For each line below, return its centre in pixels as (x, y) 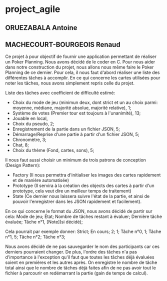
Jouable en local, (30, 118)
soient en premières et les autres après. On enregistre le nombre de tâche (81, 262)
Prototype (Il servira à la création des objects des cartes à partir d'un (83, 185)
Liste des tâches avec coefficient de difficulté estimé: (60, 93)
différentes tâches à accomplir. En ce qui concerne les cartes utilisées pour (83, 78)
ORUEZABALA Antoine (41, 28)
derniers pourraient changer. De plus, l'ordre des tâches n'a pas (71, 252)
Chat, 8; (20, 145)
